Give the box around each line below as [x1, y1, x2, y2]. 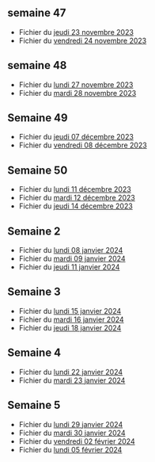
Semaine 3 [7, 285, 61, 299]
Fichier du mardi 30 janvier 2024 [18, 428, 126, 437]
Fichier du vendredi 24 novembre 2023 [18, 36, 147, 45]
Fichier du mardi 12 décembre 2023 [18, 193, 135, 203]
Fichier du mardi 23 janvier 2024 [18, 376, 126, 385]
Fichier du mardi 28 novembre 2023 [18, 88, 137, 97]
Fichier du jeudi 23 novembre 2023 [18, 27, 134, 36]
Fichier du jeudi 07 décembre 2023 [18, 132, 134, 142]
